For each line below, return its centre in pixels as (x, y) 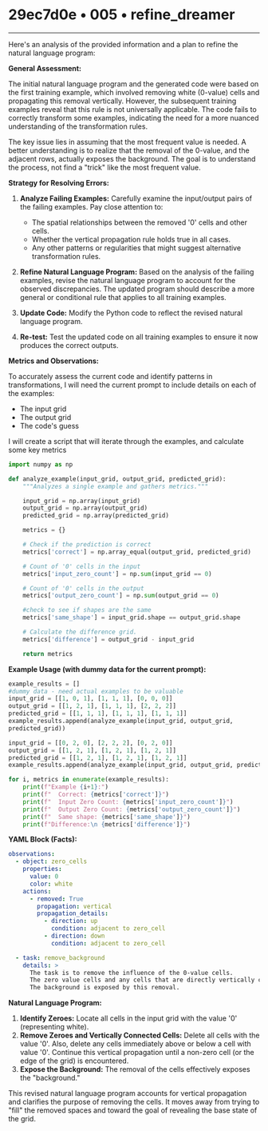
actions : (37, 891)
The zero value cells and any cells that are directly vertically (142, 980)
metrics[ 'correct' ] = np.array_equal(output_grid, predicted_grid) (137, 552)
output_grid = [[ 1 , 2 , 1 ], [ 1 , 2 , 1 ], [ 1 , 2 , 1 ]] (93, 750)
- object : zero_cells (51, 861)
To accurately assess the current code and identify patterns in (110, 376)
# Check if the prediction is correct (87, 545)
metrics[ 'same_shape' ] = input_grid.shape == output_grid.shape (132, 617)
